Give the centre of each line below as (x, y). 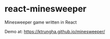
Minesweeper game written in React (41, 22)
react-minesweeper (46, 9)
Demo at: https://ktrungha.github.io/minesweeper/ (55, 31)
